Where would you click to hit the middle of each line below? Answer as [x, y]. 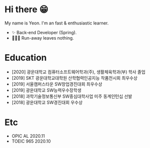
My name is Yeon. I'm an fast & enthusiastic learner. [57, 23]
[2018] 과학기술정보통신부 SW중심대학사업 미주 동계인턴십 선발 [72, 96]
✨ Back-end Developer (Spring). [44, 32]
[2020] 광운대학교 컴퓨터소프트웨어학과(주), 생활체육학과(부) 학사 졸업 [78, 72]
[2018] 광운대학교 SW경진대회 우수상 [47, 102]
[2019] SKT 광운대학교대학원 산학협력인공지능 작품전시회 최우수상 [75, 78]
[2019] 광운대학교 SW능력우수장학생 [46, 90]
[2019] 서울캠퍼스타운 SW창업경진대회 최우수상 [57, 84]
